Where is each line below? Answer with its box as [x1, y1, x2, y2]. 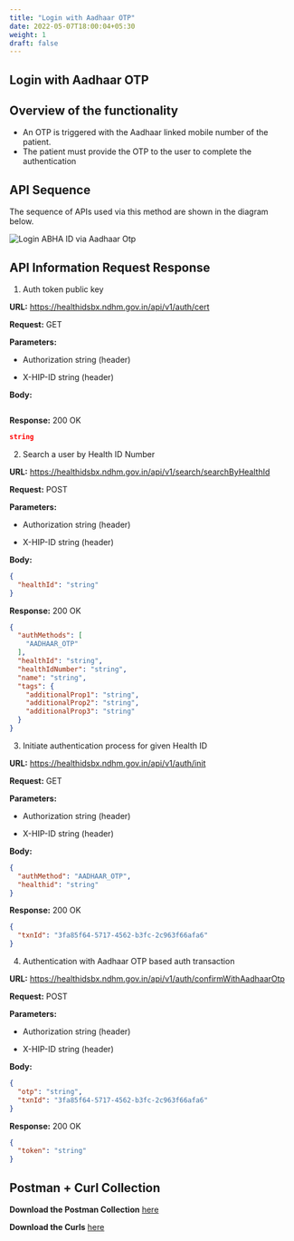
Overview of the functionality [9, 103, 179, 119]
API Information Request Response [9, 259, 211, 275]
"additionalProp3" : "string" [25, 707, 136, 717]
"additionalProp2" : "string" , [25, 699, 140, 708]
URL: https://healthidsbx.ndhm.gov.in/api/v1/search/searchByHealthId [9, 466, 270, 477]
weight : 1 [9, 30, 47, 39]
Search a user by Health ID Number [22, 448, 156, 459]
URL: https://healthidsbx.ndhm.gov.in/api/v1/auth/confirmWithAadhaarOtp [9, 973, 285, 984]
